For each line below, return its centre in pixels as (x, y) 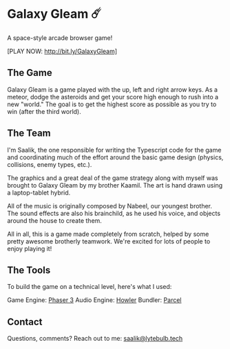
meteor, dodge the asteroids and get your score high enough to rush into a (113, 97)
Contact (25, 322)
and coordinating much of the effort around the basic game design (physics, (115, 157)
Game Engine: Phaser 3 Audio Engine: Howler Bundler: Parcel (94, 300)
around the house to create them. (54, 220)
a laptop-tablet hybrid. (39, 192)
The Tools (29, 270)
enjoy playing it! (30, 248)
